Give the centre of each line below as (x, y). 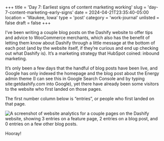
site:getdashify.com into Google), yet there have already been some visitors (82, 84)
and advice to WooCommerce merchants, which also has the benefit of (77, 37)
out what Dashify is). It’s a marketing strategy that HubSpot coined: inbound (82, 53)
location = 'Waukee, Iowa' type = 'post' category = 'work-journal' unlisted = (82, 18)
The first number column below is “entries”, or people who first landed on (80, 99)
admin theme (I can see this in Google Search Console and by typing (75, 79)
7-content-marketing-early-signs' (40, 12)
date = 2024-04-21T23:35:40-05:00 (112, 12)
